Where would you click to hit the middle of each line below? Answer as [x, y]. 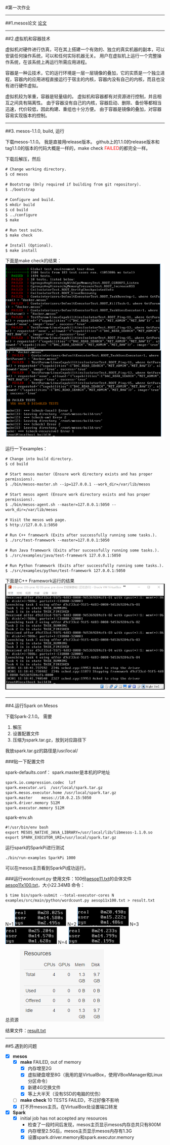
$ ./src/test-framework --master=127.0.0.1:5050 [57, 540]
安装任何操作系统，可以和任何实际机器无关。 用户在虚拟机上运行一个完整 [81, 56]
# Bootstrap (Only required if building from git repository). [73, 184]
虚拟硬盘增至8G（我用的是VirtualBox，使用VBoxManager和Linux [95, 1075]
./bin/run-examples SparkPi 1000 [40, 858]
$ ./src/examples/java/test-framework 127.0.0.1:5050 [63, 555]
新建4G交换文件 [44, 1088]
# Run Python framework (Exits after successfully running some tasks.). [85, 566]
